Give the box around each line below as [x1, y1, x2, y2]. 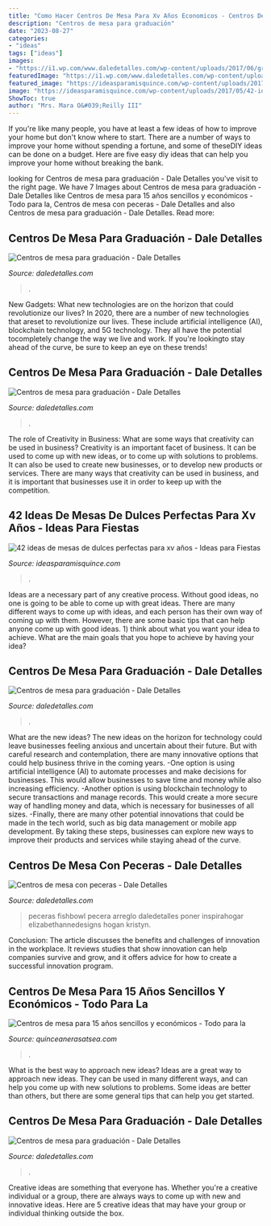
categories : [8, 34, 48, 43]
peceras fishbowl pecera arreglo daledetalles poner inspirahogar [27, 912, 244, 921]
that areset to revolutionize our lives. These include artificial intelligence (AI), [8, 316, 263, 326]
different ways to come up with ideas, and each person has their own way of [8, 606, 263, 617]
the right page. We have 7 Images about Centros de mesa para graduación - [8, 182, 262, 192]
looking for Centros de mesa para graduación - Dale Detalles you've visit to [8, 174, 259, 184]
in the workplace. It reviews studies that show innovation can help [8, 944, 227, 954]
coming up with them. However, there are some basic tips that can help [8, 615, 245, 625]
